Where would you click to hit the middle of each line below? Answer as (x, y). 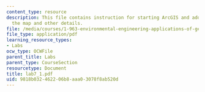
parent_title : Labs (31, 57)
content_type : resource (37, 12)
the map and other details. (48, 23)
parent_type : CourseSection (42, 62)
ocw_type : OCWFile (30, 51)
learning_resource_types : (39, 40)
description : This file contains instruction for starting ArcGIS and (98, 18)
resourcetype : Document (37, 68)
